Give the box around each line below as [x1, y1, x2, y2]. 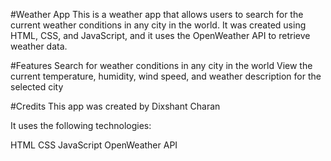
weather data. [10, 40, 68, 52]
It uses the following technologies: [10, 120, 152, 131]
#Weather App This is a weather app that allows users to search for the [10, 9, 304, 20]
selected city [10, 81, 64, 93]
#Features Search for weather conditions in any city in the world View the [10, 60, 313, 71]
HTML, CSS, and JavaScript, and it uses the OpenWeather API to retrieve [10, 30, 311, 41]
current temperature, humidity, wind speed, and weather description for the [10, 70, 322, 82]
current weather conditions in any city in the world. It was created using [10, 19, 307, 31]
